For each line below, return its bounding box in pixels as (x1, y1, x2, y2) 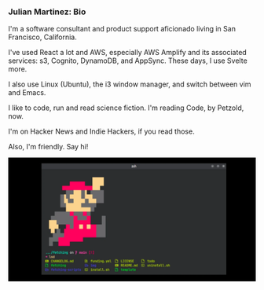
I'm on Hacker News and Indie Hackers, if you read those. (8, 127, 195, 136)
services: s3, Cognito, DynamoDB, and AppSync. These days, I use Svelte (8, 56, 247, 65)
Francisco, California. (8, 32, 77, 42)
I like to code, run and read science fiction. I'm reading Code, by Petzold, (8, 103, 244, 112)
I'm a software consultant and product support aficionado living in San (8, 24, 236, 34)
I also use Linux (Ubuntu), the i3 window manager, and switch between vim (8, 79, 251, 89)
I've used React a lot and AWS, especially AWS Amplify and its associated (8, 48, 247, 57)
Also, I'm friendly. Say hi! (8, 142, 89, 152)
